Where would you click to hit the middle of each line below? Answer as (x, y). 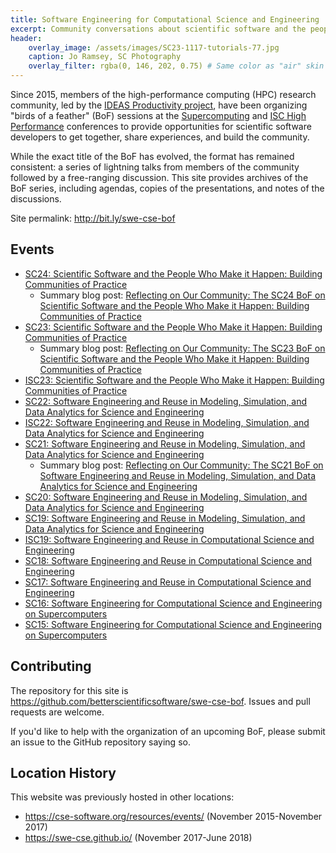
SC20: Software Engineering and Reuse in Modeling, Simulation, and (166, 497)
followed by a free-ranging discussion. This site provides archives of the (159, 177)
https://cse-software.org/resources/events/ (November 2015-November (173, 817)
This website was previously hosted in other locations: (122, 797)
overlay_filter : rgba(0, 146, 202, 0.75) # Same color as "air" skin (176, 66)
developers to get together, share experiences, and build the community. (160, 137)
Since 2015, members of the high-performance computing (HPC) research (163, 94)
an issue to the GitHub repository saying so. (100, 742)
